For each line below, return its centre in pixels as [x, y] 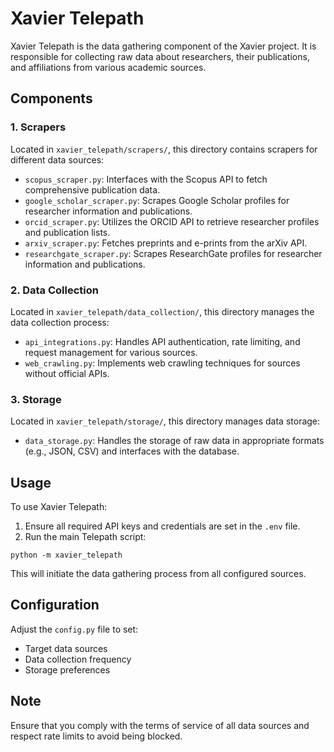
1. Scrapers [38, 127]
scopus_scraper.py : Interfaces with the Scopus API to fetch [146, 179]
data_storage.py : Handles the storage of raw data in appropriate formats [174, 441]
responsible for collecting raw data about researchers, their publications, [160, 56]
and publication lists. [67, 232]
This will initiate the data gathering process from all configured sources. [158, 574]
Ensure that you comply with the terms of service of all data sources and [160, 725]
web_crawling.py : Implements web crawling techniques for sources [162, 363]
